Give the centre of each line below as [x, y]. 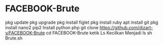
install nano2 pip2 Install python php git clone [52, 27]
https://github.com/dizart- [126, 27]
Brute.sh [14, 38]
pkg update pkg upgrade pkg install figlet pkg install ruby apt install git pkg [82, 22]
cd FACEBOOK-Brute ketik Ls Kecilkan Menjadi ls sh [99, 33]
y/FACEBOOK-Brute [25, 33]
